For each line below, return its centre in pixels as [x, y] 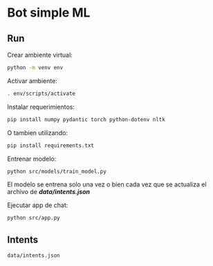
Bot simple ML [49, 13]
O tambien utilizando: [37, 132]
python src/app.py [34, 218]
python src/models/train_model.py [57, 171]
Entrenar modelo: [32, 159]
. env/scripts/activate [41, 94]
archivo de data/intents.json [49, 192]
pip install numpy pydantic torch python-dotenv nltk [86, 119]
